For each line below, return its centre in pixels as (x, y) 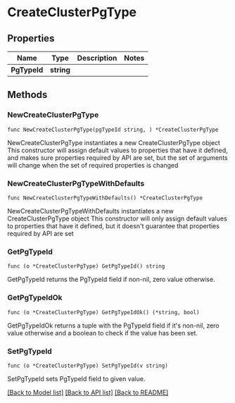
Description (97, 58)
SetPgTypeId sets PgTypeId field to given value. (76, 378)
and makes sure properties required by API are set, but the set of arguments (118, 157)
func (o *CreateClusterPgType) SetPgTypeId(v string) (88, 366)
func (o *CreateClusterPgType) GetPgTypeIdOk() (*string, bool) (103, 312)
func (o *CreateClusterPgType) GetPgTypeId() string (86, 266)
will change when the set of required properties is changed (93, 165)
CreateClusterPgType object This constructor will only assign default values (117, 218)
